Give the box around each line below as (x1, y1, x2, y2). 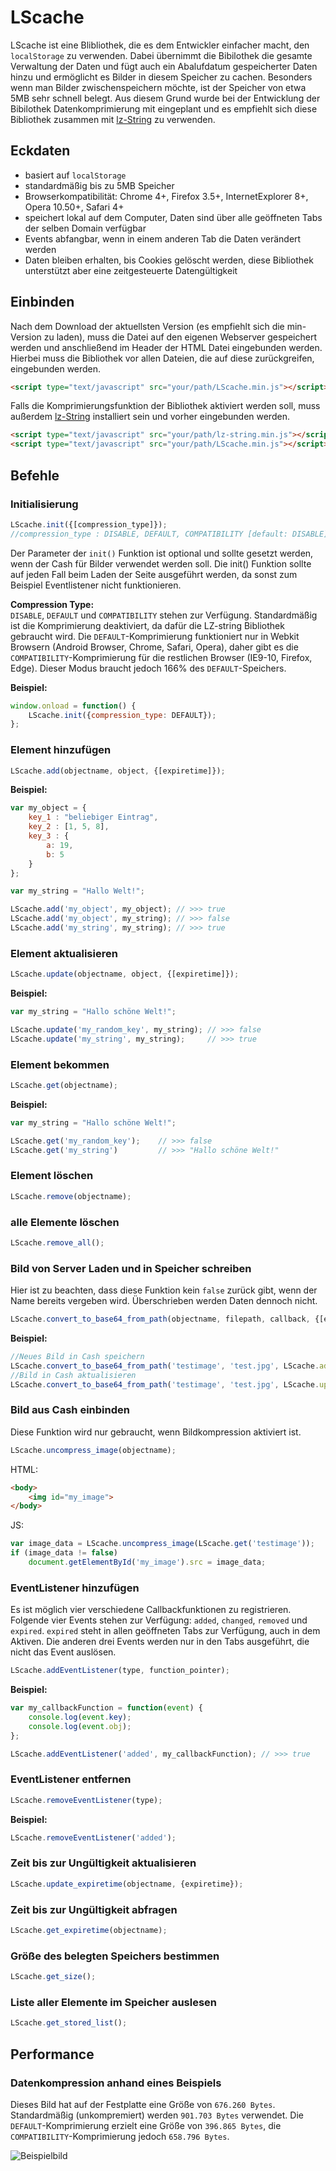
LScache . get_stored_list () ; (10, 2018, 128, 2028)
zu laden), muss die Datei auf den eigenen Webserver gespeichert (43, 331, 318, 343)
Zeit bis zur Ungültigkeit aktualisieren (10, 1856, 197, 1870)
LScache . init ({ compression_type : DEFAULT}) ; (28, 710, 217, 720)
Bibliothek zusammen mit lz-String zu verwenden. (10, 113, 216, 125)
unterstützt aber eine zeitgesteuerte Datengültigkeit (24, 264, 238, 276)
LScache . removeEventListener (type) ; (10, 1795, 163, 1805)
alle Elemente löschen (10, 1215, 120, 1229)
